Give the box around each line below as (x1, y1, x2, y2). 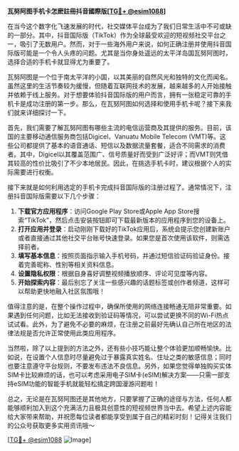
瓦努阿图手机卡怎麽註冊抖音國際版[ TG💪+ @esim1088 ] (7, 7, 166, 15)
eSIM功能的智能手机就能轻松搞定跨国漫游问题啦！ (13, 380, 160, 388)
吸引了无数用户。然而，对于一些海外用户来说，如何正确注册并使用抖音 (19, 40, 225, 48)
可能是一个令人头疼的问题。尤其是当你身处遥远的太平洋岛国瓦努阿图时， (19, 49, 232, 57)
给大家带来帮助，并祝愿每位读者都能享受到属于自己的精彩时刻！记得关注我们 (7, 413, 232, 420)
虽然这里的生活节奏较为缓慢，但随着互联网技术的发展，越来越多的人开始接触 (7, 82, 232, 90)
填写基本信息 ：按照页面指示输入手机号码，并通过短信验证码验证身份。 (17, 252, 224, 260)
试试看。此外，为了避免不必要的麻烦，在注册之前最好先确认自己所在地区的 (7, 320, 225, 328)
